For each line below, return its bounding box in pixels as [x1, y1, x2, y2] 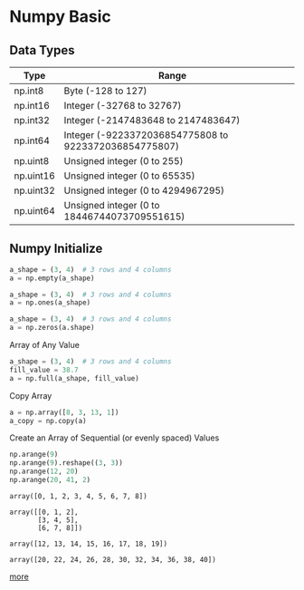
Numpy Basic [9, 6, 111, 27]
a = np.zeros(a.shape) [9, 324, 95, 333]
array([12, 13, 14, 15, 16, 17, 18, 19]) [9, 539, 168, 548]
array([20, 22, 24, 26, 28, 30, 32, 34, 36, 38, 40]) [9, 555, 217, 564]
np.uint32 [14, 184, 56, 197]
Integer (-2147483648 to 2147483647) [63, 114, 241, 126]
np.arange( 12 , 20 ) [9, 467, 79, 477]
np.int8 [14, 84, 44, 97]
